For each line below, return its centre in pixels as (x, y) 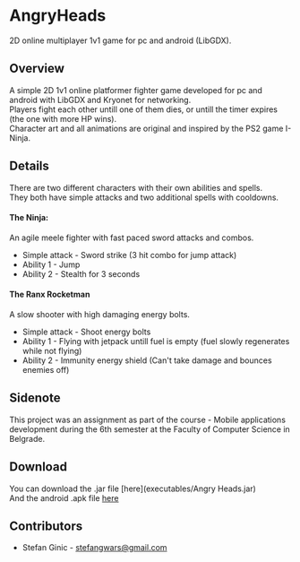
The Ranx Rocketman (50, 294)
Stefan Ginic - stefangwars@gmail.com (94, 548)
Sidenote (35, 398)
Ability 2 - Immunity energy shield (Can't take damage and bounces (147, 360)
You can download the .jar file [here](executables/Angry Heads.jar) (133, 489)
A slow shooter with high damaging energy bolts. (100, 314)
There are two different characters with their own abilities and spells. (136, 187)
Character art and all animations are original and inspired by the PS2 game (146, 128)
